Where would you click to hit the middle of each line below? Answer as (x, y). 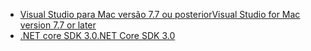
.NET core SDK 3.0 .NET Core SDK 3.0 (97, 35)
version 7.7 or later (58, 25)
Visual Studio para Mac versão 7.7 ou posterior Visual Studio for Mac (160, 14)
